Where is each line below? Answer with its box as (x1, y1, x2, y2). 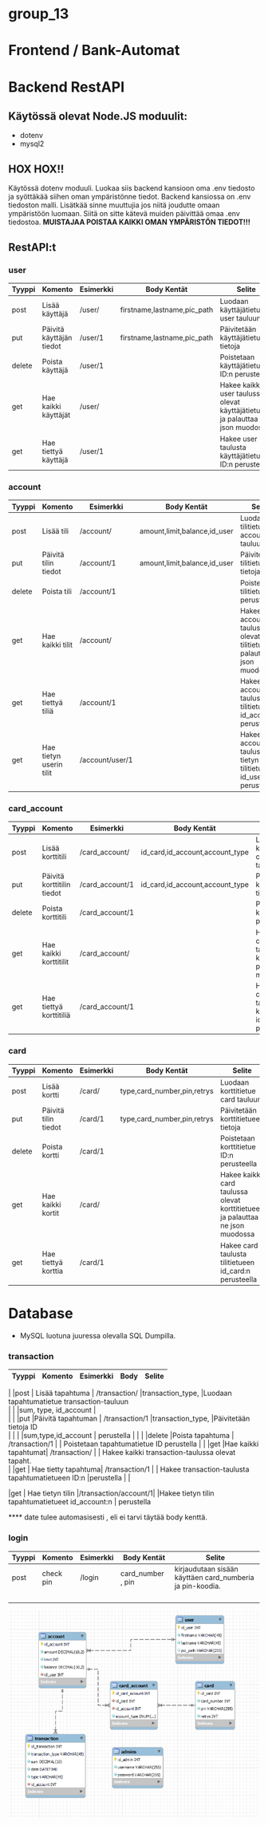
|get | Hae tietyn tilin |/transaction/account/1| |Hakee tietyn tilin (8, 1488, 215, 1498)
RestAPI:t (8, 240, 57, 254)
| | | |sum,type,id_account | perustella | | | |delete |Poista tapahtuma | (8, 1431, 235, 1441)
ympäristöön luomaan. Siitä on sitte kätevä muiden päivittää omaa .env (8, 209, 241, 219)
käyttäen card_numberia (174, 1573, 254, 1583)
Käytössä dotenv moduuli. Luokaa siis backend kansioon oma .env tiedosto (8, 183, 255, 193)
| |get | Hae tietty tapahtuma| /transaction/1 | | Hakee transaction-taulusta (8, 1464, 250, 1474)
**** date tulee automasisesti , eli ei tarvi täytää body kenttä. (8, 1512, 207, 1522)
